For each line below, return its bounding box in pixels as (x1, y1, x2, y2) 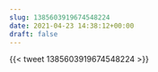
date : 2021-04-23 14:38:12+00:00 (9, 21, 135, 30)
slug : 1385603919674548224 (9, 12, 110, 22)
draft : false (9, 29, 58, 38)
